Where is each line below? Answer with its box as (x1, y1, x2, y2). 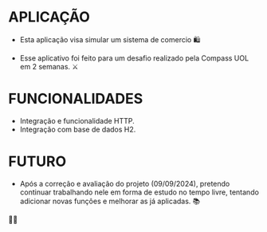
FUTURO (8, 152, 67, 171)
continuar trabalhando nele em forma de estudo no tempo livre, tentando (19, 187, 259, 197)
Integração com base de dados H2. (19, 124, 136, 134)
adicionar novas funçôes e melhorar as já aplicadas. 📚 (19, 196, 201, 206)
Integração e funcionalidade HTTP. (19, 116, 135, 125)
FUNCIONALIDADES (8, 90, 143, 108)
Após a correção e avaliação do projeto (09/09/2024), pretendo (19, 179, 230, 188)
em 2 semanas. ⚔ (19, 61, 79, 71)
